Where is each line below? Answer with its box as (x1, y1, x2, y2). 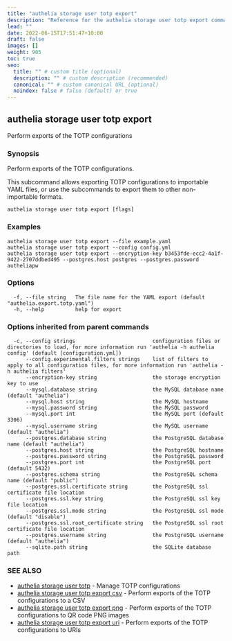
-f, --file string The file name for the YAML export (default (13, 294, 206, 301)
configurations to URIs (17, 626, 81, 634)
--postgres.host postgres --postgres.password (62, 256, 199, 263)
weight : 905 (7, 49, 41, 56)
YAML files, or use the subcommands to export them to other (7, 185, 181, 194)
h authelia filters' (7, 368, 67, 375)
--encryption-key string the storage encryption (25, 374, 221, 381)
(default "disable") (7, 513, 67, 520)
